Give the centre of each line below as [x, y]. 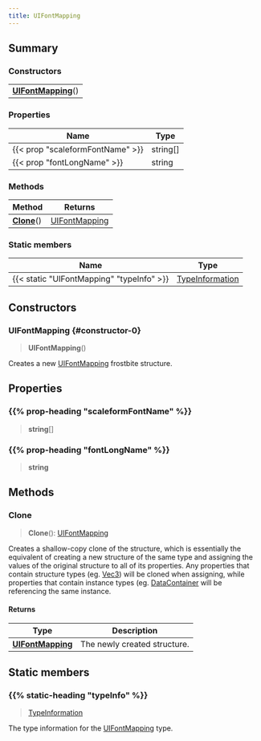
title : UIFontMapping [45, 16]
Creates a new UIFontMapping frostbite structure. [90, 363]
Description [135, 630]
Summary [33, 49]
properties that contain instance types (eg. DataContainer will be [115, 582]
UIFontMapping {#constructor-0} [75, 330]
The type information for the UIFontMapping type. [91, 728]
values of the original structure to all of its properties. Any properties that [129, 565]
